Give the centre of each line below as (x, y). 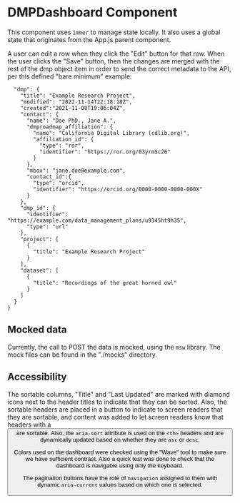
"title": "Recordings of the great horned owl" (105, 283)
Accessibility (37, 377)
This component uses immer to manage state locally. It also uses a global (114, 32)
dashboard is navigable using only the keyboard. (120, 466)
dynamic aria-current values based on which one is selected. (120, 485)
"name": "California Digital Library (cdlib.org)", (112, 133)
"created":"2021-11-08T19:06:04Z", (73, 108)
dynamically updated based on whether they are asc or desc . (120, 440)
